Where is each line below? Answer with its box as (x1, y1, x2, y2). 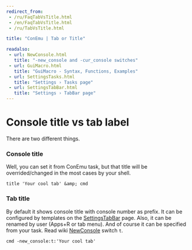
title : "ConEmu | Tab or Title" (6, 36, 85, 42)
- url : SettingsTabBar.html (8, 85, 78, 91)
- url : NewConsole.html (8, 52, 67, 58)
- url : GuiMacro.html (8, 63, 62, 68)
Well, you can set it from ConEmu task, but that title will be (6, 163, 148, 170)
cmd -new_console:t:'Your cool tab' (6, 238, 96, 244)
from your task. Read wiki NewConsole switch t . (6, 226, 124, 233)
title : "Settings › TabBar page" (14, 90, 96, 96)
